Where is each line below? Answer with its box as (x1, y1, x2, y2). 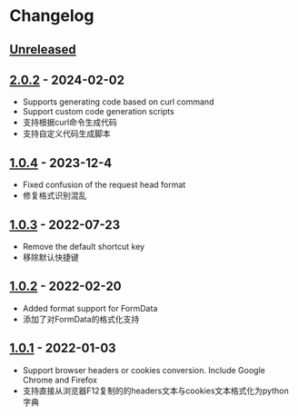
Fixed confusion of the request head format (22, 179, 186, 191)
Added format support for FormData (22, 302, 158, 313)
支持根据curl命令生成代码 (22, 117, 117, 128)
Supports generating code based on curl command (22, 96, 214, 107)
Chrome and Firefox (22, 374, 98, 385)
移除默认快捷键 (22, 252, 79, 263)
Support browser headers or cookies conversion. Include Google (22, 364, 265, 375)
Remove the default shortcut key (22, 242, 145, 253)
